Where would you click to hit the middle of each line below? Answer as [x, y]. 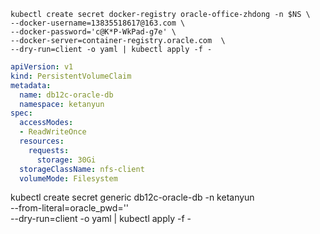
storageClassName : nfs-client [82, 169]
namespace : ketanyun [62, 104]
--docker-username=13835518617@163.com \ [98, 23]
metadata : [31, 85]
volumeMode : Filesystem [68, 178]
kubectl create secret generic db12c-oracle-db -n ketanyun [132, 197]
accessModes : [46, 123]
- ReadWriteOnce [53, 132]
